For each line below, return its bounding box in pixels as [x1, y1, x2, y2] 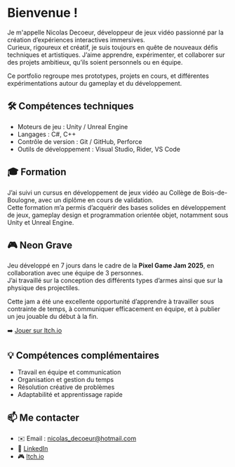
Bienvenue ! [7, 5, 79, 21]
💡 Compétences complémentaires [7, 349, 160, 361]
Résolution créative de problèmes [17, 383, 115, 391]
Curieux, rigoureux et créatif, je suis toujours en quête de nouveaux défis [7, 43, 219, 51]
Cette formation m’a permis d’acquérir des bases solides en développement [7, 203, 227, 211]
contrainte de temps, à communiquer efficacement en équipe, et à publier [7, 305, 221, 313]
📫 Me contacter [7, 412, 79, 423]
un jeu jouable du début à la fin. [7, 313, 98, 321]
